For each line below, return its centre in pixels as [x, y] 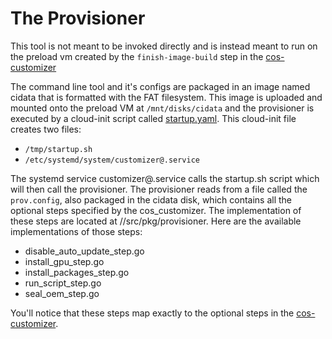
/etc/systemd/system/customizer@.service [112, 160]
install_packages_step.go [77, 272]
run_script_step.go [63, 283]
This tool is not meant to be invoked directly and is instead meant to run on [164, 46]
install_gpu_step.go [64, 261]
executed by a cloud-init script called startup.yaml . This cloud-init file [153, 118]
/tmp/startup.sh [58, 149]
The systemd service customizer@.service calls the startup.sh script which [165, 178]
